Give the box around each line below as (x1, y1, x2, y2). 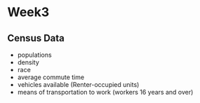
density (17, 58, 40, 67)
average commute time (17, 73, 85, 81)
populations (17, 50, 52, 59)
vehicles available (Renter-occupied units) (17, 81, 140, 88)
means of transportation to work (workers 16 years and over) (17, 88, 194, 96)
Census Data (7, 32, 65, 44)
